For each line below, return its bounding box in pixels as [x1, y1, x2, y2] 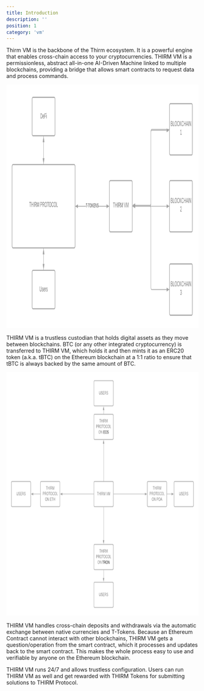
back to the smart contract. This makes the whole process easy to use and [6, 648, 194, 655]
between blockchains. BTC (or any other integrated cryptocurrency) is [6, 341, 182, 348]
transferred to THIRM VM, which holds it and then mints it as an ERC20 [6, 347, 185, 354]
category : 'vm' [6, 29, 45, 35]
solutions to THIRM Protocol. [6, 679, 79, 686]
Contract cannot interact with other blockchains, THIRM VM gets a [6, 635, 174, 642]
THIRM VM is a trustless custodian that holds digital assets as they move [6, 334, 189, 342]
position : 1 [6, 23, 37, 29]
